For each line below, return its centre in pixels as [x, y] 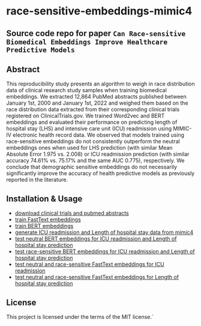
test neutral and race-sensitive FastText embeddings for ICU [89, 264]
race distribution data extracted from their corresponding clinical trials [93, 109]
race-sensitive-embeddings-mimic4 [99, 11]
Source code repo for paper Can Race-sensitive [96, 33]
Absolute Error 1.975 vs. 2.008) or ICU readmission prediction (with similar [98, 154]
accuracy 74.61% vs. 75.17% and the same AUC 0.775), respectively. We [95, 161]
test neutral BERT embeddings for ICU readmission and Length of [96, 239]
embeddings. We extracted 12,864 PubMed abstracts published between [97, 97]
